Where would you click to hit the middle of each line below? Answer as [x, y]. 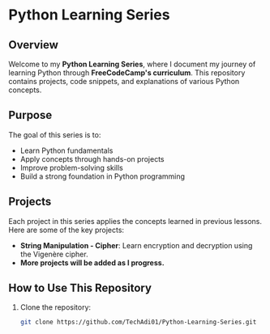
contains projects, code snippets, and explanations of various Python [124, 81]
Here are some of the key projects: [66, 230]
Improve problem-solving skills [72, 167]
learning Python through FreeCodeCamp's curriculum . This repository [127, 73]
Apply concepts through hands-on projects [92, 159]
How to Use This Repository [80, 288]
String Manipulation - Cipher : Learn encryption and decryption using [136, 245]
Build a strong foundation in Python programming [102, 176]
